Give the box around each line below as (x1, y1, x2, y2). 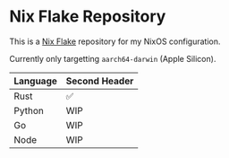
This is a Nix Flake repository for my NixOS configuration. (9, 36, 221, 47)
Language (13, 75, 58, 87)
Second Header (65, 75, 134, 87)
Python (13, 104, 45, 117)
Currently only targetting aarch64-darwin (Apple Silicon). (9, 53, 216, 64)
